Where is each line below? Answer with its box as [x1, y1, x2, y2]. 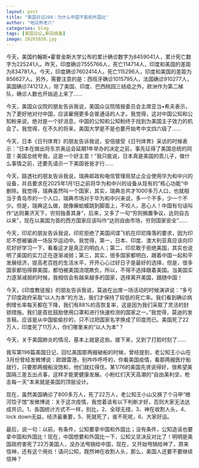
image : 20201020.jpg [6, 36, 57, 42]
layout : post [6, 8, 38, 15]
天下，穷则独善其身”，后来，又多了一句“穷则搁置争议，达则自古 [34, 210, 190, 216]
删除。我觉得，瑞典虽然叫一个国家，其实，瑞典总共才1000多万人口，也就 [6, 187, 185, 194]
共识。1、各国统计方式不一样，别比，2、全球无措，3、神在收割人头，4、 [11, 406, 190, 412]
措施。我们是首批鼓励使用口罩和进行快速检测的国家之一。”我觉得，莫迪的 [11, 309, 188, 316]
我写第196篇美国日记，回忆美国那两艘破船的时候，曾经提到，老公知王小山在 [6, 349, 191, 355]
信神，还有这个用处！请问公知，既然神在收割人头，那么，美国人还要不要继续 [6, 448, 193, 455]
